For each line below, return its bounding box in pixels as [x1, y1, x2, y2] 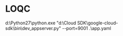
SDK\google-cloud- [77, 20, 118, 26]
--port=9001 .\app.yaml [62, 25, 111, 31]
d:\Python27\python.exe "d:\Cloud [5, 20, 76, 26]
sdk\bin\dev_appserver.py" [5, 25, 61, 31]
